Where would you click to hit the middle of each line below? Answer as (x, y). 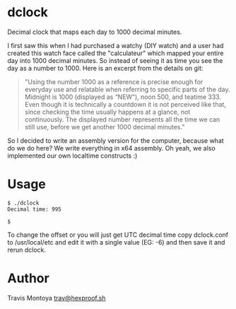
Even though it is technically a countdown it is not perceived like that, (125, 104)
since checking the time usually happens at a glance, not (107, 112)
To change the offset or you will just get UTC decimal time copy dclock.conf (118, 235)
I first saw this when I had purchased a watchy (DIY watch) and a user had (116, 45)
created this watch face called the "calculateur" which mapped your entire (116, 53)
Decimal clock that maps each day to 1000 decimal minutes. (95, 32)
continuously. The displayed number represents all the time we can (122, 119)
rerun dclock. (27, 250)
